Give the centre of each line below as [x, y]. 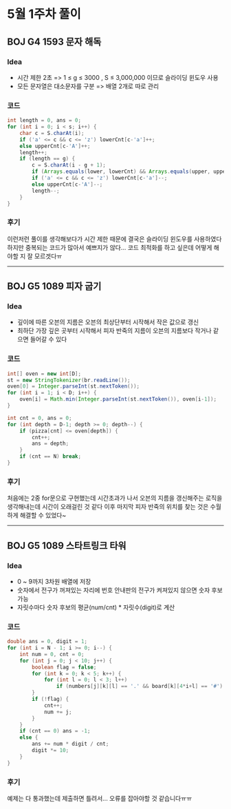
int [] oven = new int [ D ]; [44, 374]
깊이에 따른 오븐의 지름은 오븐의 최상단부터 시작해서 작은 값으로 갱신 [108, 322]
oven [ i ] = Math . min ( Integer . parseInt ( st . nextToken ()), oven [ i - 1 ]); [118, 399]
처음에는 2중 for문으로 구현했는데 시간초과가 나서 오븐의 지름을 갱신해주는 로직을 [115, 498]
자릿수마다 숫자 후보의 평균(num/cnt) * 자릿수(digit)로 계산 [96, 607]
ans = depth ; [51, 444]
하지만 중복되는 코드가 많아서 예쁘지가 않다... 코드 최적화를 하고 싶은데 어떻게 [110, 247]
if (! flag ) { [51, 700]
